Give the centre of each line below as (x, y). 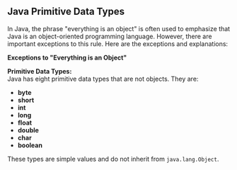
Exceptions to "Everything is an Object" (67, 57)
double (28, 130)
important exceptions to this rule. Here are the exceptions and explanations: (118, 44)
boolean (30, 145)
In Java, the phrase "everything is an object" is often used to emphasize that (119, 28)
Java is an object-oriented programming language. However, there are (110, 36)
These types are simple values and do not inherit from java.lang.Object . (113, 159)
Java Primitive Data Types (66, 12)
